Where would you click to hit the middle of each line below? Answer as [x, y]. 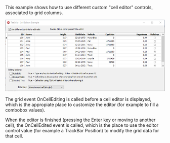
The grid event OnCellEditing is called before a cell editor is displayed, [78, 99]
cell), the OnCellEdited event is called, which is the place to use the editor [82, 125]
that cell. [14, 136]
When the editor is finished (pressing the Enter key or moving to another [80, 120]
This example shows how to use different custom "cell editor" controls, [79, 7]
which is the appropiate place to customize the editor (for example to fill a [82, 104]
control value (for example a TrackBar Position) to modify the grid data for [82, 130]
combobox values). [25, 110]
